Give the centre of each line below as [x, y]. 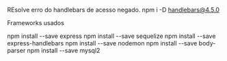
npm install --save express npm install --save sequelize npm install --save [111, 36]
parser [16, 50]
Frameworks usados [36, 23]
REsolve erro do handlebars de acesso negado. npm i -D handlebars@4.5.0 [113, 10]
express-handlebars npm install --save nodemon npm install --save [102, 43]
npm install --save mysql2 [64, 50]
